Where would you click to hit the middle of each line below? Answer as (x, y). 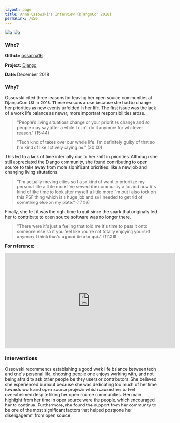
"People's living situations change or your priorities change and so (83, 122)
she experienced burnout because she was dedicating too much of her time (81, 385)
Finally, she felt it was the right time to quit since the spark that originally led (81, 211)
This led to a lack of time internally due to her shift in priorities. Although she (81, 156)
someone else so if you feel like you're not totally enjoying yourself (84, 231)
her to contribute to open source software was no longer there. (68, 217)
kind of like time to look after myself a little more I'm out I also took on (86, 192)
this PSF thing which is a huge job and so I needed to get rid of (80, 197)
